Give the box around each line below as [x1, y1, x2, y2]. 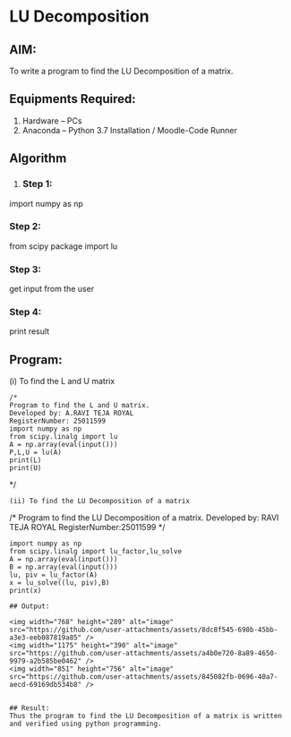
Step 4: [9, 306, 42, 319]
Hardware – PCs [21, 115, 82, 126]
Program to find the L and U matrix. [9, 401, 150, 410]
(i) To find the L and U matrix [9, 376, 116, 387]
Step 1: [21, 177, 53, 190]
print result [9, 326, 50, 337]
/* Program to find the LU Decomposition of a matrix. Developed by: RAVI [9, 512, 279, 523]
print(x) [9, 587, 42, 596]
